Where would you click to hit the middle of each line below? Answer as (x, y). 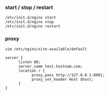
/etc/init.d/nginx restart (33, 26)
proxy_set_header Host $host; (62, 79)
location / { (32, 71)
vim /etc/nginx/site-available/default (46, 49)
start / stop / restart (29, 7)
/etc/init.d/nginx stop (30, 22)
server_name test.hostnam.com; (50, 66)
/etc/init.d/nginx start (31, 18)
